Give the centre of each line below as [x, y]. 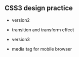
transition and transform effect [43, 30]
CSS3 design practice [39, 8]
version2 [21, 20]
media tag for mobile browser [42, 49]
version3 [21, 39]
